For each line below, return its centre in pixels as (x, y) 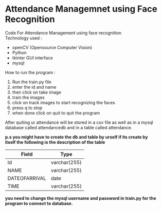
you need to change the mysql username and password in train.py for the (81, 198)
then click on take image (37, 92)
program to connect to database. (39, 203)
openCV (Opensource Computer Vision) (52, 47)
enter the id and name (34, 87)
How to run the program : (30, 72)
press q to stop (27, 108)
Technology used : (24, 38)
